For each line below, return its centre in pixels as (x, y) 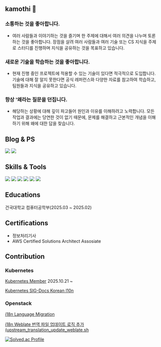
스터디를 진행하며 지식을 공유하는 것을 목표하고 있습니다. (71, 48)
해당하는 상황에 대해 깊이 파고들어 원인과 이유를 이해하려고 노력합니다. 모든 (83, 111)
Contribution (25, 256)
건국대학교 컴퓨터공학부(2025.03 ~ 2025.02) (48, 207)
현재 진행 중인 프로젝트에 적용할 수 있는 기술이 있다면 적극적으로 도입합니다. (84, 73)
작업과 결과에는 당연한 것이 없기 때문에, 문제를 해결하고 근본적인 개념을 (79, 117)
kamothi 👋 (21, 9)
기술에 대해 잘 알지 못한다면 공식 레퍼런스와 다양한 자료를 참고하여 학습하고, (84, 80)
